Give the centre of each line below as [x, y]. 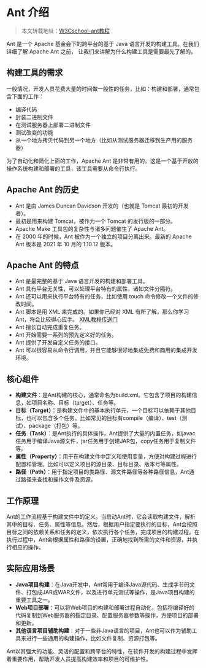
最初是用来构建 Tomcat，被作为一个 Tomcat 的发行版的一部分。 [95, 221]
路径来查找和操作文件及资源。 [58, 480]
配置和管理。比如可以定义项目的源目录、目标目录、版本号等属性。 [98, 464]
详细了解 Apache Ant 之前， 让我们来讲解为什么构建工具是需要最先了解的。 [101, 51]
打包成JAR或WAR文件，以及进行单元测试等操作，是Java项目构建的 [110, 592]
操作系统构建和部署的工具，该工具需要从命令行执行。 [74, 168]
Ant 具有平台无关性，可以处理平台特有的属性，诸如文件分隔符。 [96, 289]
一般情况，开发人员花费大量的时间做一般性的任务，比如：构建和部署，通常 [100, 88]
